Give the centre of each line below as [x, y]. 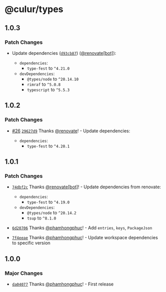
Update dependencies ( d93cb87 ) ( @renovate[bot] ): [64, 53]
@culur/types [34, 9]
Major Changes [24, 273]
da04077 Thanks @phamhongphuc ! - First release [63, 284]
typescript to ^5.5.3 [48, 90]
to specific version [31, 243]
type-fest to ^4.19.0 [48, 202]
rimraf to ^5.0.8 [44, 84]
